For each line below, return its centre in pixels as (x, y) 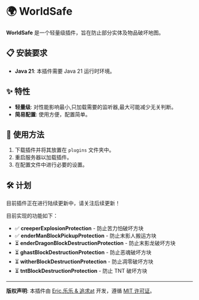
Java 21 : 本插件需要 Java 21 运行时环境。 (65, 71)
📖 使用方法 (25, 135)
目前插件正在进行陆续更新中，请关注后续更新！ (63, 203)
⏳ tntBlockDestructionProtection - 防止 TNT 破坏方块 (81, 271)
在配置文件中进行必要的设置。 (51, 165)
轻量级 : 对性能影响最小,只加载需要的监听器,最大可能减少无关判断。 (95, 107)
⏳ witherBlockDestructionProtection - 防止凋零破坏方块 (84, 262)
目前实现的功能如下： (32, 216)
